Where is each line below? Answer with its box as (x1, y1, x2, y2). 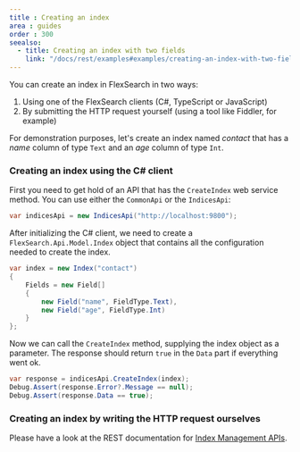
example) (21, 115, 57, 126)
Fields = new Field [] (25, 280, 105, 289)
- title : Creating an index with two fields (17, 46, 186, 55)
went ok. (9, 357, 42, 368)
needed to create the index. (9, 247, 112, 257)
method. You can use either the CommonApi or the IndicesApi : (9, 194, 231, 205)
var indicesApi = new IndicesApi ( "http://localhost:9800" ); (9, 212, 238, 221)
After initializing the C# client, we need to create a (9, 228, 194, 239)
